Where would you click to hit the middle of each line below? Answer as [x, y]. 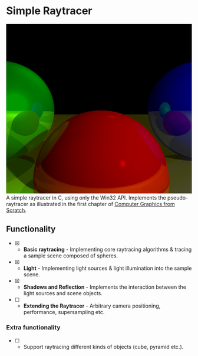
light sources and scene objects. [63, 293]
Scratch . [16, 210]
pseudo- [178, 198]
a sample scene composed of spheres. [71, 256]
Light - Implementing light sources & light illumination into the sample [108, 268]
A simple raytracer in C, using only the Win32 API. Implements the [86, 198]
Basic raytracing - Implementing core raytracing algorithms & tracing [108, 250]
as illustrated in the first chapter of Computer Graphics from [102, 204]
